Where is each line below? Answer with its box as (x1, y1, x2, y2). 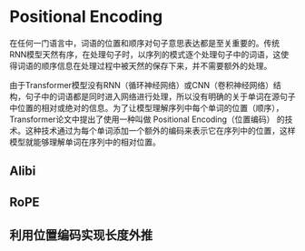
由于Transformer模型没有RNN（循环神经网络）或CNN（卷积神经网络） (9, 79, 274, 90)
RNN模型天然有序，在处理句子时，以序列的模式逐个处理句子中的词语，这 (9, 48, 281, 60)
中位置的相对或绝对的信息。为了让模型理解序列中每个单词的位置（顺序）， (9, 102, 284, 113)
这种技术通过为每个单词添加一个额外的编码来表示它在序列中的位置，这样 (25, 125, 296, 136)
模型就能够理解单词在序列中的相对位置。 (9, 136, 161, 147)
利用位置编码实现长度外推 (9, 227, 152, 243)
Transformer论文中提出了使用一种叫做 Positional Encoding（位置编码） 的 (9, 114, 286, 125)
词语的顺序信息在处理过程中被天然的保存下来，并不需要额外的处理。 (16, 60, 272, 71)
